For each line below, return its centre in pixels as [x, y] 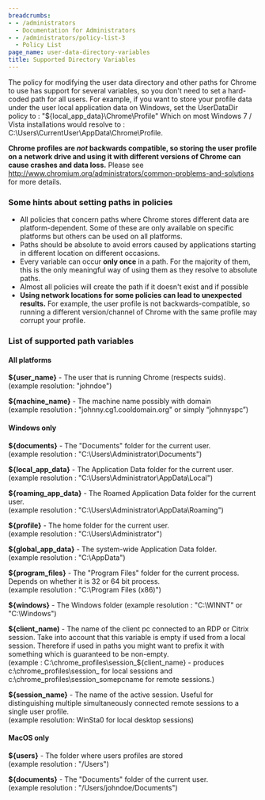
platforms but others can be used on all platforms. [101, 236]
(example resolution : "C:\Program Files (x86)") [85, 589]
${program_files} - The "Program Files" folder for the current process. [124, 573]
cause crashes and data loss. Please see [76, 165]
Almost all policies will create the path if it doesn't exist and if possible [134, 287]
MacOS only [29, 738]
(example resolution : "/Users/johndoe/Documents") [93, 787]
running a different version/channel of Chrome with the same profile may [138, 312]
